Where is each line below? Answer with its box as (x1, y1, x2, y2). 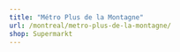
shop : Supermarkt (9, 29, 73, 38)
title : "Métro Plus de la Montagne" (9, 12, 144, 22)
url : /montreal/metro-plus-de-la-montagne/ (9, 21, 172, 30)
